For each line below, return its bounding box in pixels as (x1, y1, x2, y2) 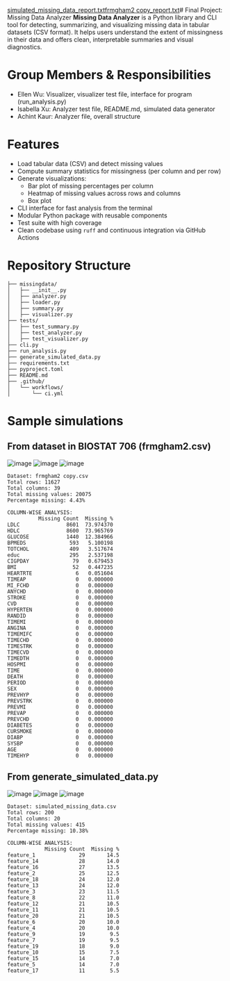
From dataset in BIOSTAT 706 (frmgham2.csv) (7, 440, 211, 452)
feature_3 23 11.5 (7, 888, 120, 895)
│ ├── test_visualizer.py (7, 335, 89, 343)
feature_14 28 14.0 (7, 857, 120, 864)
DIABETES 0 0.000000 (7, 722, 113, 729)
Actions (17, 233, 40, 242)
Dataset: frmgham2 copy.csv (7, 472, 89, 479)
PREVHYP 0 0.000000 (7, 691, 113, 698)
